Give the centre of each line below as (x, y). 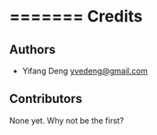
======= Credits (76, 17)
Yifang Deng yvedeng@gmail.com (85, 71)
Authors (33, 50)
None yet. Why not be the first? (67, 120)
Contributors (46, 99)
